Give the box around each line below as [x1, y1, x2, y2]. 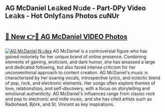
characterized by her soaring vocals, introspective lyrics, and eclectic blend [5, 75, 161, 81]
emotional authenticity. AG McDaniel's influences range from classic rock [5, 91, 156, 97]
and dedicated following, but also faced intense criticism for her [5, 64, 136, 70]
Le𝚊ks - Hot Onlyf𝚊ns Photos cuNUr [5, 12, 120, 20]
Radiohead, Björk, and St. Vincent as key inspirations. [5, 102, 115, 107]
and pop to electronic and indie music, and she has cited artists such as [5, 96, 152, 102]
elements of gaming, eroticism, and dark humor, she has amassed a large [5, 59, 156, 65]
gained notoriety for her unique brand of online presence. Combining [5, 54, 147, 59]
